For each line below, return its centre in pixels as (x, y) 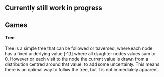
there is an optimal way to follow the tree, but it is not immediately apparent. (82, 69)
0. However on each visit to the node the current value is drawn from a (77, 59)
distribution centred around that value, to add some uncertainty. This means (82, 64)
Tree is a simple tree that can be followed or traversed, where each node (79, 48)
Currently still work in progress (54, 8)
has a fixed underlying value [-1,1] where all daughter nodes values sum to (80, 53)
